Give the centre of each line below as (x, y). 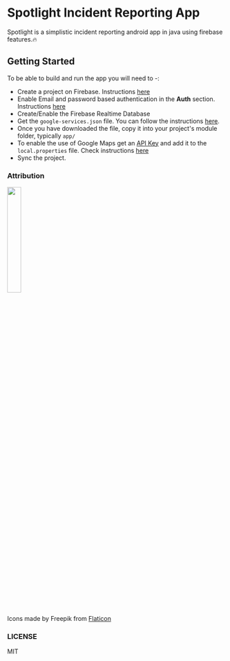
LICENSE (22, 636)
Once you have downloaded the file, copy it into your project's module (117, 128)
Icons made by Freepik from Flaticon (59, 619)
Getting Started (41, 61)
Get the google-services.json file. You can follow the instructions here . (118, 121)
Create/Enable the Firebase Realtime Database (84, 114)
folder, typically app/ (46, 136)
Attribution (26, 176)
